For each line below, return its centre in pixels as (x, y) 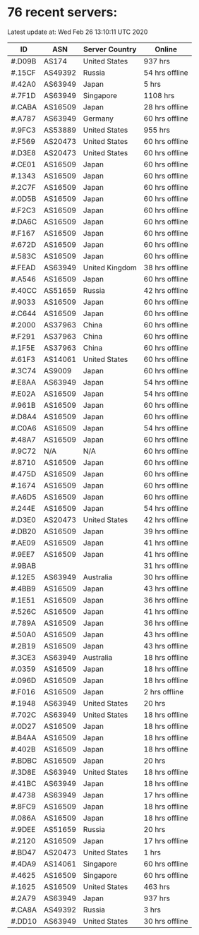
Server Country (110, 49)
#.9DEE (23, 829)
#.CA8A (24, 910)
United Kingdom (110, 267)
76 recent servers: (62, 12)
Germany (98, 119)
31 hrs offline (166, 565)
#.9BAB (24, 565)
